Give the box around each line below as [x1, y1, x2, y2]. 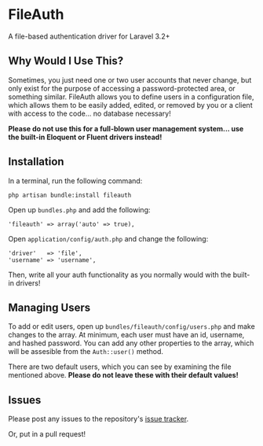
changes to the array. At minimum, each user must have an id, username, [8, 330, 245, 340]
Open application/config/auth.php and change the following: [8, 234, 209, 243]
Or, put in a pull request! [8, 429, 86, 439]
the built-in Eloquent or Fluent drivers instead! [8, 132, 163, 142]
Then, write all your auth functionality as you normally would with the [8, 270, 232, 279]
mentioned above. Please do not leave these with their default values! [8, 370, 239, 380]
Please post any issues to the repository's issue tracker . [8, 415, 189, 424]
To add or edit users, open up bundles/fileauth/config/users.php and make [8, 322, 255, 331]
